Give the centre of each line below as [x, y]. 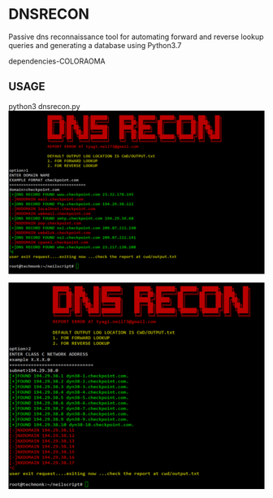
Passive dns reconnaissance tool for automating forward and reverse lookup [136, 37]
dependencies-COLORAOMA [57, 61]
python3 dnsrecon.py [44, 106]
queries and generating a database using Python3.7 [95, 45]
